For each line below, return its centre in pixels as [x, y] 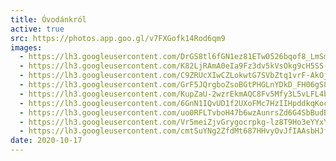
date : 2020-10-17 [46, 141]
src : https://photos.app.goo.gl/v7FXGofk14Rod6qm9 [118, 38]
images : [26, 47]
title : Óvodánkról [48, 19]
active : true [37, 29]
